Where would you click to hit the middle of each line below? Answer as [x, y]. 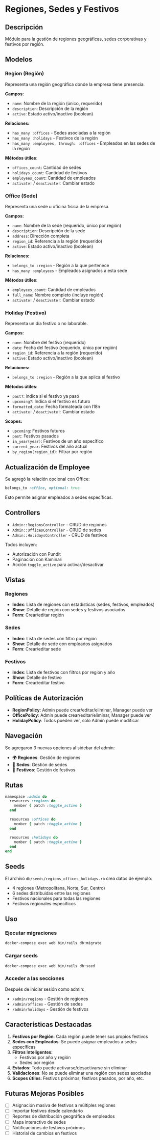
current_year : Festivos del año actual [50, 447]
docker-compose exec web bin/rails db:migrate [53, 943]
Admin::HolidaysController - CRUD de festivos [60, 535]
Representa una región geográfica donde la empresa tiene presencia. [75, 84]
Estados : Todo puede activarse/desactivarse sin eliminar [69, 1068]
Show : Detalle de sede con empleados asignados [62, 644]
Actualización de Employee [47, 467]
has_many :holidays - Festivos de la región [55, 138]
